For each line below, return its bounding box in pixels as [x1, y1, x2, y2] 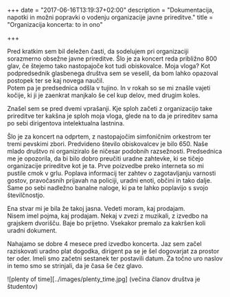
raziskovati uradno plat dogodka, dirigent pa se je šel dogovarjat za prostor [7, 247, 220, 255]
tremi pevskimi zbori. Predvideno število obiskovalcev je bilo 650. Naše [7, 140, 208, 147]
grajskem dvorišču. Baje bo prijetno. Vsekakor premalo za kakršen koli [7, 219, 206, 227]
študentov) [7, 283, 38, 290]
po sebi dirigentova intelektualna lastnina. [7, 119, 125, 127]
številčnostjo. [7, 191, 45, 199]
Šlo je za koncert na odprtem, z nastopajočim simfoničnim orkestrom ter [7, 132, 211, 141]
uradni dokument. [7, 227, 57, 234]
